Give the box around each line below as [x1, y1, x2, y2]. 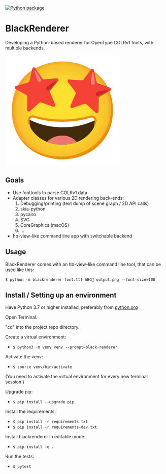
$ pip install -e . [12, 444, 54, 450]
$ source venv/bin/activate [12, 364, 72, 370]
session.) [5, 379, 24, 385]
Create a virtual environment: [5, 334, 67, 340]
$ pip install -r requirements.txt [12, 419, 88, 425]
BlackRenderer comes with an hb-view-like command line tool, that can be [5, 261, 161, 267]
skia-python [20, 205, 46, 212]
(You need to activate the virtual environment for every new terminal [5, 374, 148, 380]
